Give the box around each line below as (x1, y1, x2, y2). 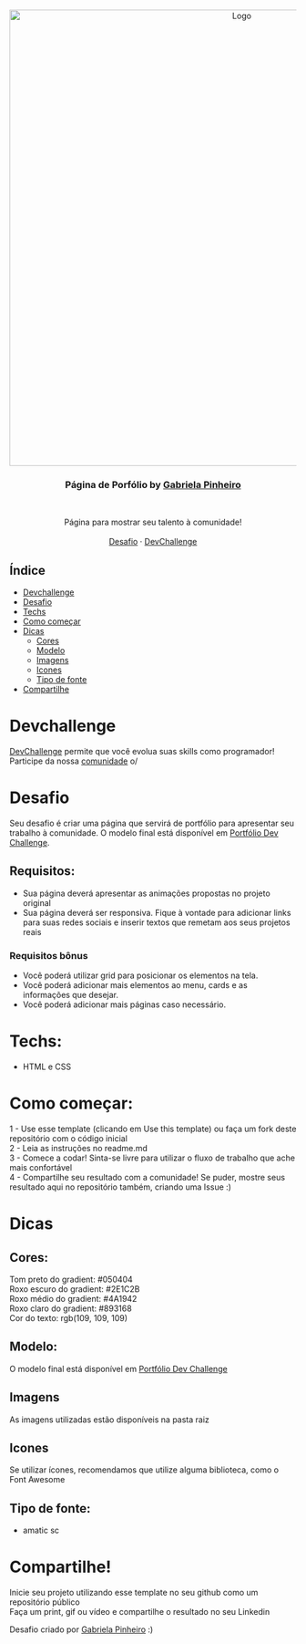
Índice (9, 562, 46, 578)
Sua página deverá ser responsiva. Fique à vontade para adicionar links (22, 907, 291, 918)
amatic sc (22, 1524, 60, 1536)
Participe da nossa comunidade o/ (9, 755, 138, 766)
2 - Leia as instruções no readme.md (9, 1142, 148, 1153)
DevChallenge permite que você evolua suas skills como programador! (9, 746, 275, 757)
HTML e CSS (22, 1061, 72, 1072)
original (22, 897, 52, 908)
